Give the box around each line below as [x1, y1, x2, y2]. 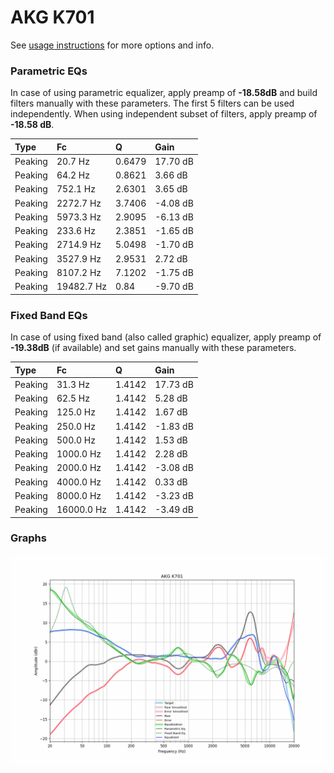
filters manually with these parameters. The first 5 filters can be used [10, 97, 295, 110]
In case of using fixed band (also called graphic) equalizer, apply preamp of [10, 331, 322, 343]
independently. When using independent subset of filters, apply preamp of [10, 108, 318, 120]
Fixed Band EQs [10, 308, 88, 322]
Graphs [10, 531, 47, 545]
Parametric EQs [10, 64, 88, 78]
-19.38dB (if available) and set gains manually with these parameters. [10, 342, 297, 354]
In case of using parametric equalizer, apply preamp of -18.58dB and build [10, 87, 318, 99]
